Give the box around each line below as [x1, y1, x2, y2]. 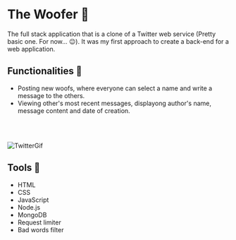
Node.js [17, 203, 41, 211]
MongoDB [17, 210, 47, 219]
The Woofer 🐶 [7, 6, 89, 23]
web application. [7, 44, 56, 53]
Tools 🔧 [7, 162, 41, 174]
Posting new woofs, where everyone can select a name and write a [17, 84, 213, 92]
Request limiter [17, 218, 61, 227]
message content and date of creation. [17, 106, 130, 115]
